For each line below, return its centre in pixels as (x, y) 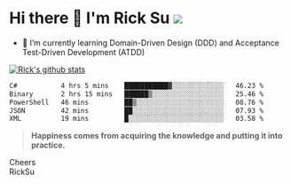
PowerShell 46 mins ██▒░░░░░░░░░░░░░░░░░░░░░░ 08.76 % (137, 102)
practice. (48, 145)
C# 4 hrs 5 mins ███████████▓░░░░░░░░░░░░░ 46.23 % (137, 85)
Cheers (23, 163)
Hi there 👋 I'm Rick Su (90, 18)
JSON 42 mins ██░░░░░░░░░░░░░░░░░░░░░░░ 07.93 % (137, 110)
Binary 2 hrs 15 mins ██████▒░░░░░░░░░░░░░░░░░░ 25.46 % (137, 94)
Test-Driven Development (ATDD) (83, 52)
